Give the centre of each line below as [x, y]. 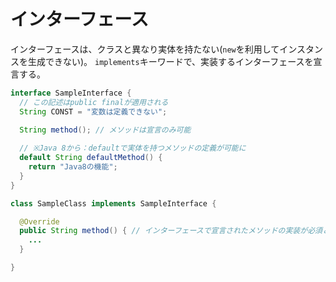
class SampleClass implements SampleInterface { [113, 203]
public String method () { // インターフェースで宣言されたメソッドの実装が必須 [171, 231]
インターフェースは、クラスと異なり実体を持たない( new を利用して [145, 49]
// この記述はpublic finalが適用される [94, 102]
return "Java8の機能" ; [73, 167]
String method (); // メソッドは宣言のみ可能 [105, 130]
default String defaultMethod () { [91, 158]
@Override [39, 221]
